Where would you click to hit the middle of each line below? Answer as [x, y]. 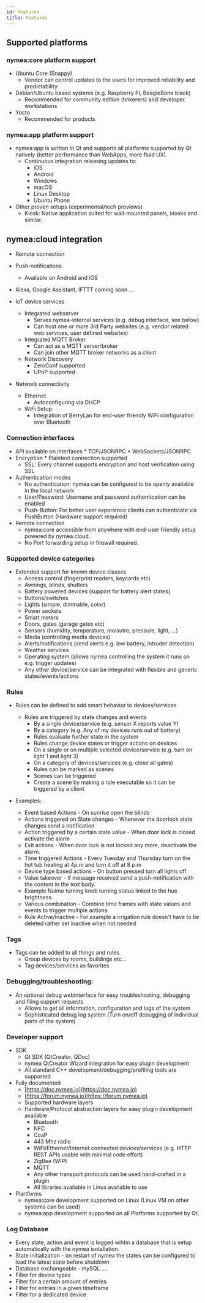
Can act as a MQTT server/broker [76, 346]
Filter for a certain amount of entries [61, 1282]
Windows [45, 181]
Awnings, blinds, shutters [56, 585]
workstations [41, 106]
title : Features [27, 18]
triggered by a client [59, 789]
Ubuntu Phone [52, 201]
